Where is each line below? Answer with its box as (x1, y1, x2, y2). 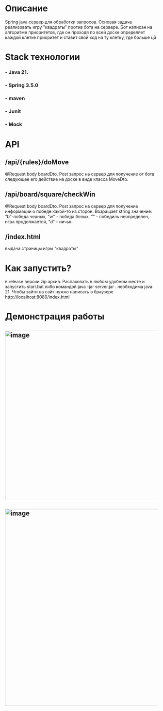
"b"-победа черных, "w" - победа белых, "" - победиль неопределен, (5, 213, 149, 219)
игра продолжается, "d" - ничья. (5, 219, 73, 224)
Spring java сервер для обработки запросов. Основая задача (5, 19, 132, 25)
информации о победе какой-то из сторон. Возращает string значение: (5, 208, 152, 214)
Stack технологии (5, 51, 80, 63)
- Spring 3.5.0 (5, 82, 39, 88)
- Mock (5, 121, 22, 128)
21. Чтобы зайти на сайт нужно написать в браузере (5, 289, 114, 295)
